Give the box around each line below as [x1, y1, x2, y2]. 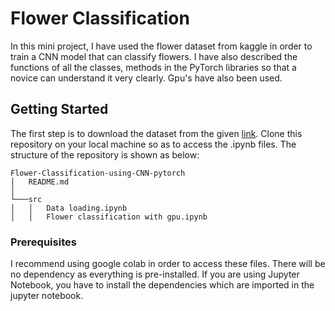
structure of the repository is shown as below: [10, 148, 200, 161]
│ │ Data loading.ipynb [10, 203, 128, 213]
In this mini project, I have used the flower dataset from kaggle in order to [10, 40, 313, 52]
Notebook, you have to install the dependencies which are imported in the [10, 279, 315, 291]
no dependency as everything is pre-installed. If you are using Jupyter [10, 268, 300, 281]
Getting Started [10, 101, 109, 118]
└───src [10, 194, 43, 204]
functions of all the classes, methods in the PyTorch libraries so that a [10, 61, 297, 73]
